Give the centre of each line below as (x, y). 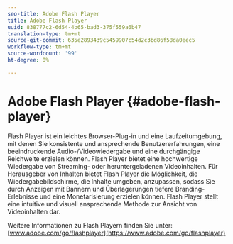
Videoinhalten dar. (34, 211)
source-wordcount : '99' (43, 54)
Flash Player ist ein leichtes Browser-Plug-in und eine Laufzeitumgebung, (115, 136)
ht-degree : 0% (28, 60)
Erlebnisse (23, 196)
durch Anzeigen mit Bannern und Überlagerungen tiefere (91, 189)
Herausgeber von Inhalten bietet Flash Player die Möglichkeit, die (103, 174)
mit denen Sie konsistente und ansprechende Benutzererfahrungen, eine (114, 143)
